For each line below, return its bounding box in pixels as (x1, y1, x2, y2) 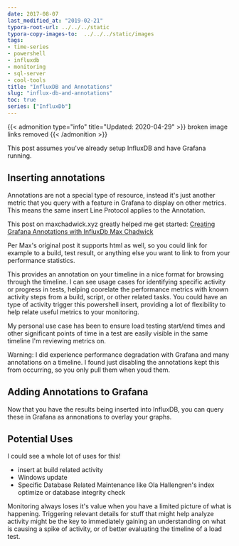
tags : (7, 37, 23, 44)
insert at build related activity (17, 466, 103, 474)
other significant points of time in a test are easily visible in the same (7, 328, 208, 338)
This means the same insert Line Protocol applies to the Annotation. (7, 205, 206, 214)
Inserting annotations (7, 172, 105, 184)
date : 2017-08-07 (7, 10, 59, 18)
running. (7, 151, 32, 160)
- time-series (7, 43, 50, 50)
